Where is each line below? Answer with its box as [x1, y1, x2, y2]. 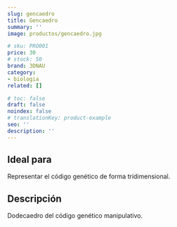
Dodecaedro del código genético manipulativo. [7, 211, 143, 220]
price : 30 [7, 49, 37, 56]
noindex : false [7, 108, 52, 115]
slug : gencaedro [7, 10, 55, 18]
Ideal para [7, 154, 52, 166]
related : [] [7, 82, 42, 89]
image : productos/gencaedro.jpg [7, 30, 102, 37]
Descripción [7, 192, 62, 204]
